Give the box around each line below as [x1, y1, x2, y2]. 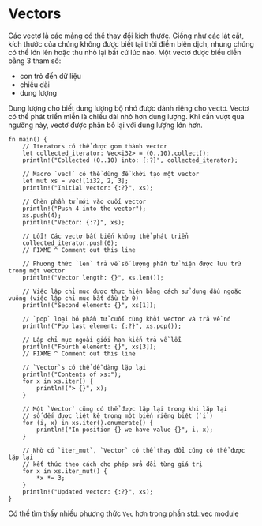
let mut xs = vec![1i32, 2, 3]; [22, 177, 129, 185]
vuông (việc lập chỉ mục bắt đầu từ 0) [8, 294, 140, 302]
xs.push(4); [22, 211, 62, 220]
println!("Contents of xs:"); [22, 370, 122, 378]
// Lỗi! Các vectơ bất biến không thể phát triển [22, 232, 189, 240]
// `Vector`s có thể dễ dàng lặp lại [22, 363, 147, 371]
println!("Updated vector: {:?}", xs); [22, 487, 154, 496]
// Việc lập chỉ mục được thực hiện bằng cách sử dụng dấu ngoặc [22, 287, 242, 295]
